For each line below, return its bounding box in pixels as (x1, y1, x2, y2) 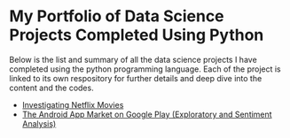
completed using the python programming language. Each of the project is (9, 64, 281, 74)
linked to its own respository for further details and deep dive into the (9, 73, 263, 83)
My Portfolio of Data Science (9, 6, 224, 27)
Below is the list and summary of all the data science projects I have (9, 54, 257, 65)
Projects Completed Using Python (9, 25, 264, 45)
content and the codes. (9, 82, 95, 93)
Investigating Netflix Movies (21, 99, 124, 110)
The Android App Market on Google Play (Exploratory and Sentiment (21, 109, 272, 119)
